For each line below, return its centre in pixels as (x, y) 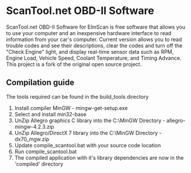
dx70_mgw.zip (32, 139)
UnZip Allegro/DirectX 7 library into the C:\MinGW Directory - (88, 133)
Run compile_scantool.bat (46, 151)
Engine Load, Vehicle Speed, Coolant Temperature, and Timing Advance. (94, 58)
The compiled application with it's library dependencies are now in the (99, 158)
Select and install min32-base (50, 114)
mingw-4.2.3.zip (34, 126)
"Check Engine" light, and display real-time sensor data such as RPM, (90, 51)
